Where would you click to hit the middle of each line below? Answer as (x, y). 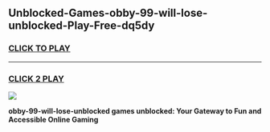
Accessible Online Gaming (53, 119)
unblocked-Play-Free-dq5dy (82, 26)
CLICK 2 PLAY (36, 78)
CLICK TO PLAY (39, 49)
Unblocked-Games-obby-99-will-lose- (108, 13)
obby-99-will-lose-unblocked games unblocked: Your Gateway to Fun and (135, 110)
